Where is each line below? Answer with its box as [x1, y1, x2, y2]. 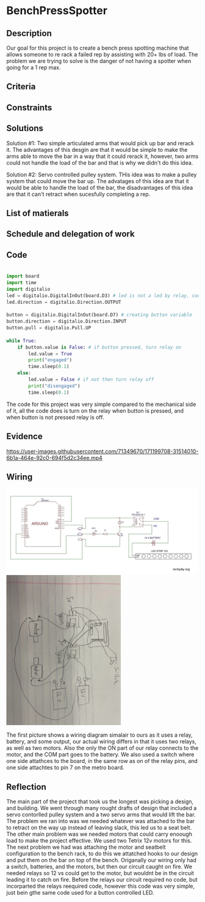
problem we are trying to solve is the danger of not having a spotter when [6, 58, 192, 64]
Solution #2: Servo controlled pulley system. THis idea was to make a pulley [6, 171, 197, 178]
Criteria [6, 81, 36, 92]
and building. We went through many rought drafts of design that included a [6, 805, 197, 812]
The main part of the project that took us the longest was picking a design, [6, 798, 194, 805]
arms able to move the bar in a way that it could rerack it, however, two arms [6, 152, 199, 160]
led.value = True [28, 350, 72, 357]
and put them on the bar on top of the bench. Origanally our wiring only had [6, 857, 196, 864]
